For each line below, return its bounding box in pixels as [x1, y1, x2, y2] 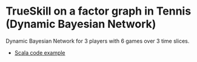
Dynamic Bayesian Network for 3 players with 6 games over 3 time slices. [5, 37, 190, 44]
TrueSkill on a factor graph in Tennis [5, 4, 192, 18]
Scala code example [14, 49, 65, 56]
